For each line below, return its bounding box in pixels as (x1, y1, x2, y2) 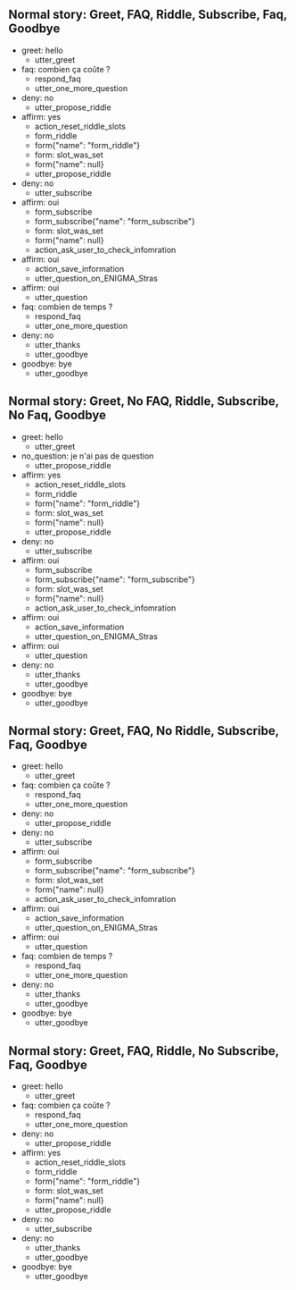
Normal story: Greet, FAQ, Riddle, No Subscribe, (8, 1043, 280, 1058)
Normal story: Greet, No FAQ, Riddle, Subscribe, (8, 393, 280, 409)
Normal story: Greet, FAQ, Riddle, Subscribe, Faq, (8, 7, 287, 22)
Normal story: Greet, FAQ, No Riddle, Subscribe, (8, 723, 280, 738)
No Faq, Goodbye (8, 408, 106, 423)
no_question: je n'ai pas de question (21, 451, 154, 461)
